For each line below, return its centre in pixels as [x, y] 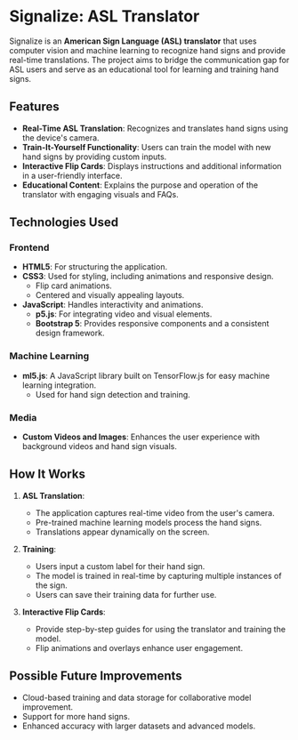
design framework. [70, 333]
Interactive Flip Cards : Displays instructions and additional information [152, 165]
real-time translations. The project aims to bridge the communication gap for [149, 60]
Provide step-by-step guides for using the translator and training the [161, 629]
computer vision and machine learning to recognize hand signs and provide [148, 50]
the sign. [52, 585]
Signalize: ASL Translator [105, 16]
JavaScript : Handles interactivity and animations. [113, 305]
